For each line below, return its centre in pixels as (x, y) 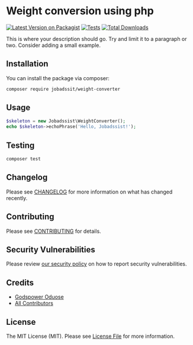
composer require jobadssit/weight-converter (63, 89)
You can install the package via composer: (58, 78)
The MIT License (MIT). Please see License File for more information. (90, 336)
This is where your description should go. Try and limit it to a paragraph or (97, 39)
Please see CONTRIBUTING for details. (54, 231)
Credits (20, 282)
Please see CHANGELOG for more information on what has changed (89, 192)
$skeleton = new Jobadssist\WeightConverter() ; (66, 121)
